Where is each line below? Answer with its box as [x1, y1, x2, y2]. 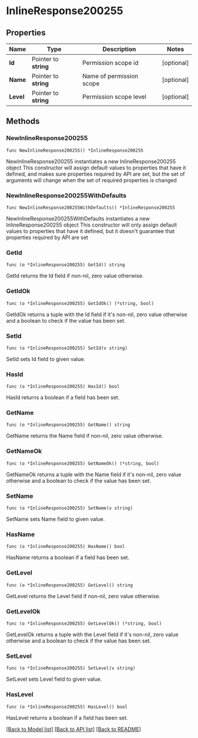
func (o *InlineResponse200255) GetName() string [6, 422, 131, 428]
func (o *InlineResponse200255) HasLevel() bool [6, 704, 128, 710]
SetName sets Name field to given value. [6, 516, 105, 523]
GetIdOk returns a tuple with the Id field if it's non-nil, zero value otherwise [6, 311, 187, 318]
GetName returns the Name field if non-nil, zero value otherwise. [6, 432, 164, 439]
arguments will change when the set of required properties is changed [6, 176, 177, 183]
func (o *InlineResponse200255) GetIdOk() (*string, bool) [6, 300, 154, 306]
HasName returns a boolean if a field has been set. [6, 554, 130, 561]
